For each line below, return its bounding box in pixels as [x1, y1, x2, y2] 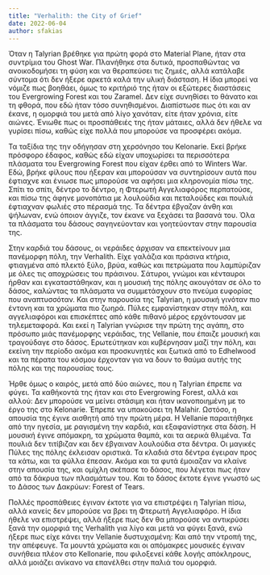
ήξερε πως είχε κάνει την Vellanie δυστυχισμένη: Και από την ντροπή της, [8, 532, 258, 542]
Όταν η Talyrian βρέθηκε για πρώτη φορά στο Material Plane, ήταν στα [8, 49, 246, 59]
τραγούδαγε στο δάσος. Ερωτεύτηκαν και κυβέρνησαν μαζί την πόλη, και [8, 338, 256, 347]
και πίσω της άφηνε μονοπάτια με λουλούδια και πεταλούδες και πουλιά [8, 193, 254, 203]
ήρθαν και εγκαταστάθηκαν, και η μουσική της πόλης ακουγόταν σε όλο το [8, 278, 262, 287]
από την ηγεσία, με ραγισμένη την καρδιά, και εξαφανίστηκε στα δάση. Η [8, 422, 256, 432]
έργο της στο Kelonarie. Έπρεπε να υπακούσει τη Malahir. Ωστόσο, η [8, 405, 237, 414]
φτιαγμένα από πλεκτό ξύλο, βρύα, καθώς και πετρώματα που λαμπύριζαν [8, 260, 261, 271]
